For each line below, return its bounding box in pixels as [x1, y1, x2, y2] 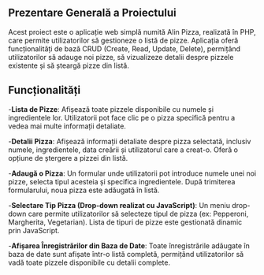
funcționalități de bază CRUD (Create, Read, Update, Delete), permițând [8, 43, 241, 54]
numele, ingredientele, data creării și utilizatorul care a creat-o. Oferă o [8, 145, 239, 154]
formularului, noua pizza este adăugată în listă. [8, 185, 160, 195]
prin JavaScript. [8, 225, 60, 235]
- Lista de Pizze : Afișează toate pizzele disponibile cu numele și [8, 104, 214, 113]
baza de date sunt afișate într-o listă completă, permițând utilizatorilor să [8, 249, 244, 258]
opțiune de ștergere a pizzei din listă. [8, 153, 128, 162]
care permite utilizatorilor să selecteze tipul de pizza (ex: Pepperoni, [28, 209, 249, 218]
